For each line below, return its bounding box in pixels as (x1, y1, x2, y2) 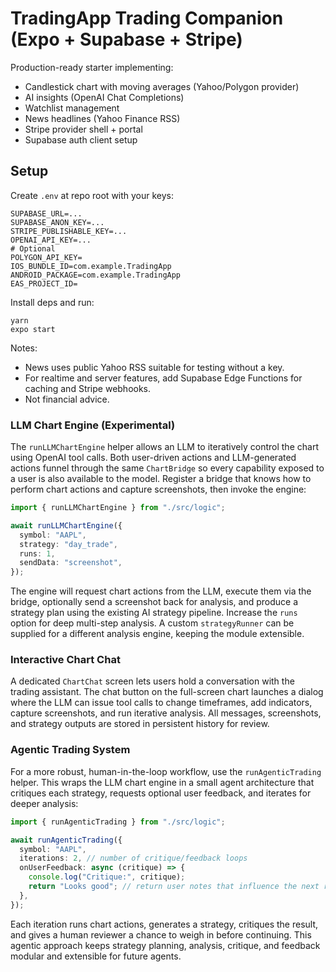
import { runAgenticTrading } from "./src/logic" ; (10, 817, 226, 827)
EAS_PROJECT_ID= (10, 278, 78, 289)
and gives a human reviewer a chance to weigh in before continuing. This (10, 928, 312, 941)
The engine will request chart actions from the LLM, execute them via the (10, 585, 312, 597)
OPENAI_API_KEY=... (10, 235, 92, 245)
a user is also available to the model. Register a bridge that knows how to (10, 473, 312, 485)
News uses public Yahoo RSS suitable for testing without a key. (24, 361, 285, 373)
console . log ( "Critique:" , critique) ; (28, 872, 186, 882)
